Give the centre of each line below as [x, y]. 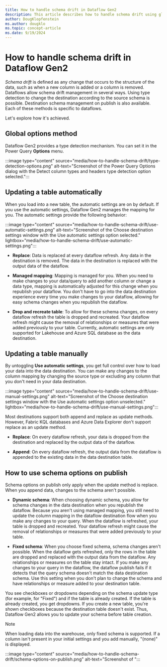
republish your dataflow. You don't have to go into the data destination [84, 291]
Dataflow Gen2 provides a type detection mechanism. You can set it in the [81, 145]
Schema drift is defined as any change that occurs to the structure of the [80, 82]
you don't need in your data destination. [46, 382]
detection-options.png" [29, 166]
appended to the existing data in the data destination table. [73, 457]
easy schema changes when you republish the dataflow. [70, 302]
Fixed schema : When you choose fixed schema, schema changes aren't [86, 546]
